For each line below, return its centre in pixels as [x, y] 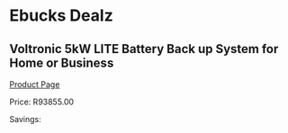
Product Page [35, 84]
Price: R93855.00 [42, 102]
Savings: [26, 119]
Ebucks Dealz [62, 16]
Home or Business [62, 62]
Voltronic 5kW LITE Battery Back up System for [144, 49]
